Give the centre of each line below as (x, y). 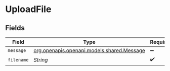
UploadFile (28, 9)
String (41, 60)
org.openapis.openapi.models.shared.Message (89, 50)
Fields (15, 28)
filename (18, 60)
